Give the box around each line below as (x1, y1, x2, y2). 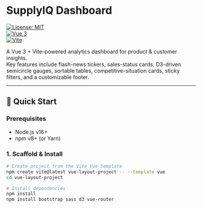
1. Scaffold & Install (6, 150, 63, 158)
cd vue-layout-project (6, 174, 63, 180)
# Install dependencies (6, 185, 66, 191)
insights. (6, 54, 28, 61)
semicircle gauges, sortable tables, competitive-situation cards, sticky (6, 67, 180, 74)
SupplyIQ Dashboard (6, 4, 112, 17)
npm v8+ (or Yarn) (14, 135, 61, 142)
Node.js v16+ (14, 128, 48, 135)
